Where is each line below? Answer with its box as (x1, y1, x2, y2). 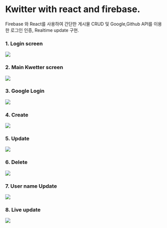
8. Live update (5, 206, 41, 213)
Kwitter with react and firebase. (5, 4, 140, 15)
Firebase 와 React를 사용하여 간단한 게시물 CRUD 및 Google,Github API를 (5, 21, 153, 27)
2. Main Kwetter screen (5, 64, 64, 71)
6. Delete (5, 159, 28, 166)
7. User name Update (5, 183, 57, 190)
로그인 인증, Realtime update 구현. (10, 27, 79, 33)
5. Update (5, 135, 30, 142)
